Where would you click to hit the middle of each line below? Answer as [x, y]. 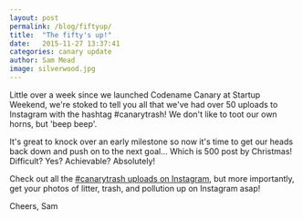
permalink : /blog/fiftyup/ [61, 26]
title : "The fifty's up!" [61, 35]
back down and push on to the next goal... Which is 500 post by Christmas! [151, 151]
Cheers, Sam [34, 205]
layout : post [34, 18]
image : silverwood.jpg [52, 69]
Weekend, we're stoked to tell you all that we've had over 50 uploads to [144, 104]
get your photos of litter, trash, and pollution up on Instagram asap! [135, 188]
